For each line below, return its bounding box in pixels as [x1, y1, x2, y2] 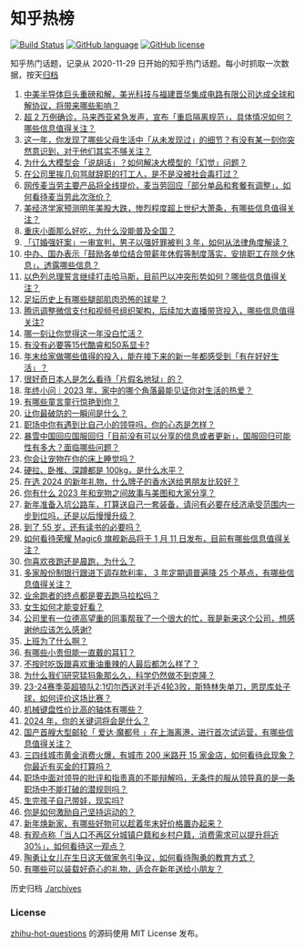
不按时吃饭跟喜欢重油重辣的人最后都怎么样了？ [23, 658, 199, 669]
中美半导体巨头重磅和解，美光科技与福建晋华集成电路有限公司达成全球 [23, 88, 288, 99]
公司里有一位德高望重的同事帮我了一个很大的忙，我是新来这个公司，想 [23, 613, 288, 623]
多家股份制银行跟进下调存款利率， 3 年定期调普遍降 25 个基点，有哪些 [23, 567, 288, 578]
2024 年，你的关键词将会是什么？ [23, 715, 150, 726]
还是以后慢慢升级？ [63, 510, 136, 520]
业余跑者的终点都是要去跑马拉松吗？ [23, 590, 160, 601]
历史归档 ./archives [10, 882, 82, 893]
